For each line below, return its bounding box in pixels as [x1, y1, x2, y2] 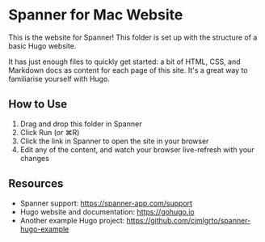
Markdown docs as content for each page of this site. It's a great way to [8, 65, 248, 74]
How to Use [8, 97, 68, 111]
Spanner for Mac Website [8, 6, 183, 24]
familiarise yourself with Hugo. [8, 74, 111, 83]
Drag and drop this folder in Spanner [19, 119, 142, 129]
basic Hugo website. [8, 40, 77, 50]
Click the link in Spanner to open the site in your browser [19, 136, 209, 146]
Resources [8, 176, 64, 191]
